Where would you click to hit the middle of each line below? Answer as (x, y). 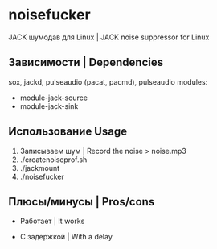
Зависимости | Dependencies (86, 62)
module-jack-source (54, 98)
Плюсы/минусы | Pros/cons (82, 202)
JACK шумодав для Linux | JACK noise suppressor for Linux (109, 37)
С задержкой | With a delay (66, 237)
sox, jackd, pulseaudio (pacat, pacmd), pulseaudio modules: (108, 81)
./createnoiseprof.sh (53, 160)
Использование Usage (68, 132)
